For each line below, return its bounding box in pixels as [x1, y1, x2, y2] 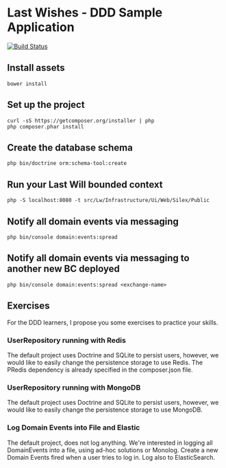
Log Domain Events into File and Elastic [7, 423, 140, 432]
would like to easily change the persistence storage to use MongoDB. [7, 405, 203, 414]
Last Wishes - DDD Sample [7, 5, 163, 21]
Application [7, 19, 75, 35]
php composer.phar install [7, 123, 84, 130]
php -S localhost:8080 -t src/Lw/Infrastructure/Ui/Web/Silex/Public [7, 197, 210, 204]
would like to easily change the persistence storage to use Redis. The [7, 358, 203, 366]
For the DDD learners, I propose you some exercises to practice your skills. [7, 318, 218, 326]
